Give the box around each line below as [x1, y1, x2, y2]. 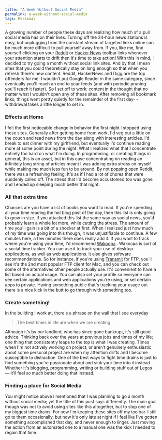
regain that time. [5, 429, 38, 435]
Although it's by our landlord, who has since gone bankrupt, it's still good [5, 329, 151, 335]
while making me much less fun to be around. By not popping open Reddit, [5, 166, 154, 172]
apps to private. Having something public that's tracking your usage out [5, 282, 148, 288]
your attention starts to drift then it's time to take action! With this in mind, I [5, 55, 154, 61]
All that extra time [5, 194, 48, 200]
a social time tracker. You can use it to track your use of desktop [5, 245, 133, 251]
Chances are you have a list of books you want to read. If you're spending [5, 204, 152, 210]
